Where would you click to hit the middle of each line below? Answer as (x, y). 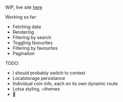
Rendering (23, 32)
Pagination (24, 53)
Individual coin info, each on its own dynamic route (65, 83)
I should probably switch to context (49, 73)
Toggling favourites (32, 43)
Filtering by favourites (35, 48)
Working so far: (21, 17)
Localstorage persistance (39, 78)
